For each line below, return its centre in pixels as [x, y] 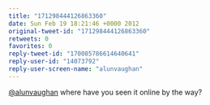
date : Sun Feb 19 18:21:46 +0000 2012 [74, 24]
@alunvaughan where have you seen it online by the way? [105, 92]
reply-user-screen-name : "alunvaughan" [76, 69]
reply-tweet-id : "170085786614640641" [74, 54]
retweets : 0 [28, 39]
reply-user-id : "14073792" [54, 62]
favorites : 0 [30, 46]
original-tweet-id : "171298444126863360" [79, 31]
